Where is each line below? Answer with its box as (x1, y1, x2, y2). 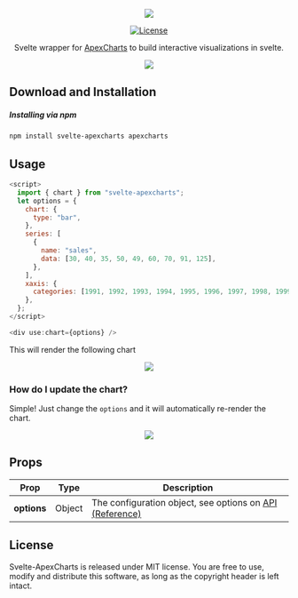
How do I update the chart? (9, 383, 129, 395)
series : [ (25, 229, 62, 239)
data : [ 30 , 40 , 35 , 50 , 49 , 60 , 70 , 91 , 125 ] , (41, 254, 216, 263)
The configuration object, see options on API (91, 496, 278, 508)
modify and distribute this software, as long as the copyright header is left (9, 570, 279, 581)
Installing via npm (9, 109, 77, 120)
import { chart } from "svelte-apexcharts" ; (17, 187, 184, 197)
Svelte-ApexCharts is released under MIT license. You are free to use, (9, 561, 264, 572)
